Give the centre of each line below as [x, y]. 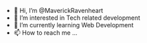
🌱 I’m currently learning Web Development [73, 25]
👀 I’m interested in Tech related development [77, 18]
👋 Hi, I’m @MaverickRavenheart [58, 11]
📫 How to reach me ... [45, 33]
